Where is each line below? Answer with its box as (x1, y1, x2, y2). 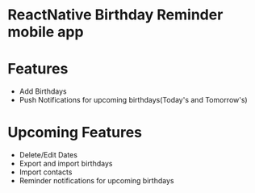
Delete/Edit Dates (19, 150, 78, 160)
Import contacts (19, 167, 73, 177)
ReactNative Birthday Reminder (7, 6, 224, 24)
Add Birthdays (19, 86, 67, 96)
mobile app (7, 23, 84, 41)
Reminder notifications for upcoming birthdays (19, 176, 174, 186)
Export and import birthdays (19, 159, 113, 169)
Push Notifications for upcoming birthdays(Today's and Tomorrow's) (19, 95, 248, 105)
